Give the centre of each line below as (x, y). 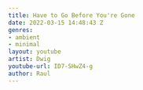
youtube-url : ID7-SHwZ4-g (50, 67)
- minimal (24, 45)
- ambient (24, 37)
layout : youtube (35, 52)
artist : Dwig (29, 59)
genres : (21, 30)
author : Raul (29, 74)
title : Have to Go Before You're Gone (71, 15)
